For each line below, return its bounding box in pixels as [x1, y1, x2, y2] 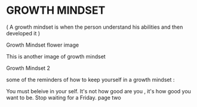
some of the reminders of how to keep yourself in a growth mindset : [6, 76, 175, 83]
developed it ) [6, 29, 41, 36]
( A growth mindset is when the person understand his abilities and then [6, 23, 183, 30]
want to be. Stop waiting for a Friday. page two [6, 94, 121, 101]
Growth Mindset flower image [6, 41, 79, 48]
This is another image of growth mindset [6, 53, 106, 60]
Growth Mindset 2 [6, 64, 51, 72]
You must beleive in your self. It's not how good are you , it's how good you [6, 87, 191, 94]
